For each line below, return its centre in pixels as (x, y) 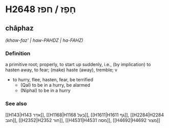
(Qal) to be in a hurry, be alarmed (55, 85)
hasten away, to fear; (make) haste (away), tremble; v (61, 70)
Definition (18, 53)
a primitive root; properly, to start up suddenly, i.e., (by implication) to (78, 65)
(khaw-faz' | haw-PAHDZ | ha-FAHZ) (44, 40)
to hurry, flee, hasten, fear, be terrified (53, 80)
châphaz (20, 28)
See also (16, 104)
